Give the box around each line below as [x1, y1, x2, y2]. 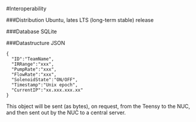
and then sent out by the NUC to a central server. [6, 109, 126, 116]
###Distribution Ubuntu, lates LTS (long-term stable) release [6, 17, 154, 23]
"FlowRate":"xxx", [11, 72, 57, 78]
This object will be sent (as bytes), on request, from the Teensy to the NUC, [6, 103, 191, 110]
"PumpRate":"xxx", [11, 66, 57, 72]
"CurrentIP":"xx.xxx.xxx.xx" [11, 87, 83, 93]
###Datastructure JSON [6, 40, 65, 46]
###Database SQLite [6, 28, 57, 35]
